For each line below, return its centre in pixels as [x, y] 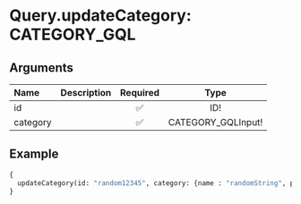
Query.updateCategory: [101, 16]
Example [34, 154]
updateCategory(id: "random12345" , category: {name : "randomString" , [152, 183]
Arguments [42, 68]
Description [86, 93]
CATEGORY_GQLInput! [215, 122]
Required [139, 93]
